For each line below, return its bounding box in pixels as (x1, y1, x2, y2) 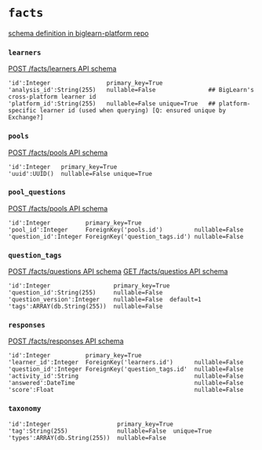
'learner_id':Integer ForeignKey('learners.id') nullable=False (8, 359, 244, 367)
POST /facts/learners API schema (8, 64, 117, 74)
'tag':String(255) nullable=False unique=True (8, 426, 213, 435)
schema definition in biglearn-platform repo (8, 28, 149, 38)
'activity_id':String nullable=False (8, 372, 244, 380)
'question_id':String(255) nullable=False (8, 289, 163, 297)
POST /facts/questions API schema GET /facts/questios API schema (8, 267, 228, 276)
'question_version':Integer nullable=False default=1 (8, 296, 202, 304)
